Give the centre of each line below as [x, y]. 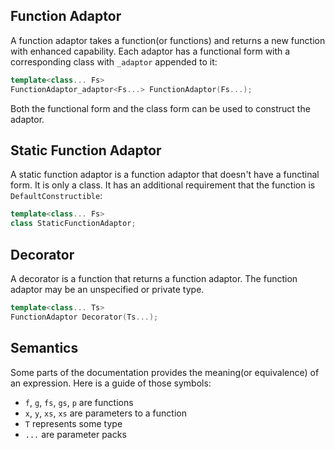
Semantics [44, 348]
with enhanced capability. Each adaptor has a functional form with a [150, 51]
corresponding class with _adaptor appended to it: [114, 61]
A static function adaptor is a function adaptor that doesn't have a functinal [165, 175]
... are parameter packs [75, 434]
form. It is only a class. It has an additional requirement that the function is [163, 185]
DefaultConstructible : [56, 196]
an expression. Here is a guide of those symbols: [111, 383]
